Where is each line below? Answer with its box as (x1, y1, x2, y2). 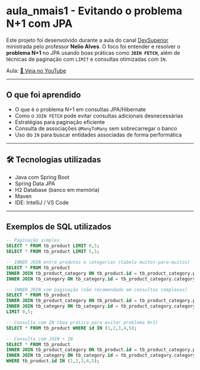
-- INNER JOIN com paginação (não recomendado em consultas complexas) (6, 287, 187, 293)
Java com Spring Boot (14, 173, 70, 181)
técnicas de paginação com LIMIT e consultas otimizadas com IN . (6, 55, 167, 63)
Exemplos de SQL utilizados (6, 222, 112, 232)
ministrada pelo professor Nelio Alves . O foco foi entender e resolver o (6, 43, 180, 50)
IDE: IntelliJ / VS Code (14, 198, 69, 206)
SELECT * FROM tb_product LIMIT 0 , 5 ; (6, 243, 100, 249)
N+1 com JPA (6, 17, 73, 30)
